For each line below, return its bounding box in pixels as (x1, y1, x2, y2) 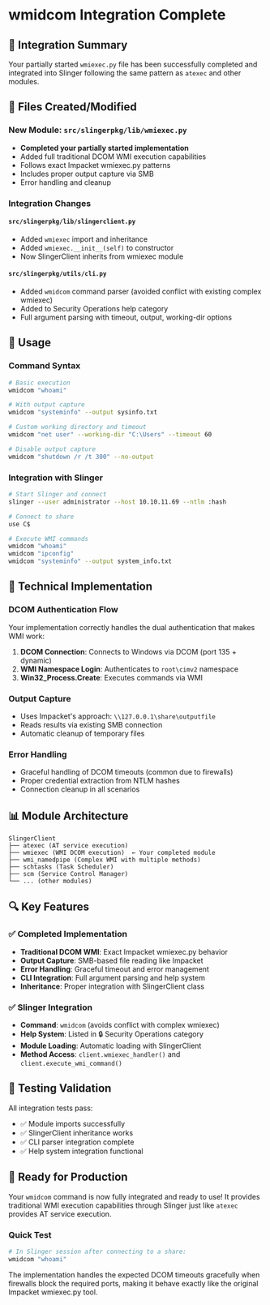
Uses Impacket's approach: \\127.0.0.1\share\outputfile (19, 711, 216, 721)
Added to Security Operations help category (19, 304, 169, 314)
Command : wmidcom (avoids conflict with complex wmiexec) (19, 1020, 221, 1030)
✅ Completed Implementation (8, 929, 128, 940)
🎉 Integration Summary (8, 38, 128, 52)
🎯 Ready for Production (8, 1170, 128, 1184)
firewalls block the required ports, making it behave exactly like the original (8, 1278, 259, 1288)
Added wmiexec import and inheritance (19, 234, 148, 244)
